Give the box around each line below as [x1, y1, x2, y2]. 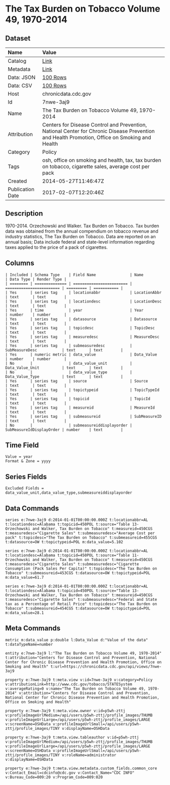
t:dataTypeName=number [5, 642, 53, 647]
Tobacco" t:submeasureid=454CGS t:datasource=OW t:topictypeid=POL [5, 606, 151, 611]
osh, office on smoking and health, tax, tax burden [42, 157, 161, 163]
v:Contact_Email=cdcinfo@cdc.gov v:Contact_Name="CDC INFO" [5, 770, 135, 775]
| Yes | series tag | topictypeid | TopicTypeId [5, 387, 159, 392]
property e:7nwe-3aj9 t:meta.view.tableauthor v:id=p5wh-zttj [5, 734, 139, 740]
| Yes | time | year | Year [5, 308, 144, 313]
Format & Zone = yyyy [5, 459, 51, 464]
